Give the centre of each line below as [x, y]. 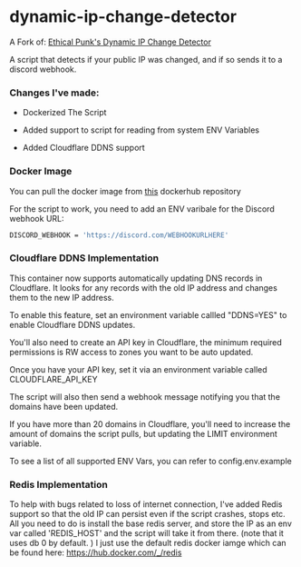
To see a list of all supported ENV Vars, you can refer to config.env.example [150, 461]
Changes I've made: [54, 93]
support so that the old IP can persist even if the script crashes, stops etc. [147, 514]
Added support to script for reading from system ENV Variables [141, 130]
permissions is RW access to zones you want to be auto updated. [131, 352]
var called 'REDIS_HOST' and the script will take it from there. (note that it [146, 533]
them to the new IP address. [62, 297]
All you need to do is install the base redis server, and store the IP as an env [150, 523]
